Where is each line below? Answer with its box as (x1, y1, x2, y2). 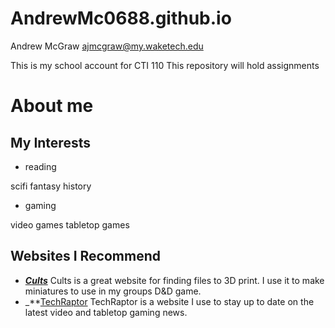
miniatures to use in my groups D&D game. (24, 285, 202, 297)
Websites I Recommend (10, 248, 161, 265)
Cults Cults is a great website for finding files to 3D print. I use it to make (24, 274, 325, 286)
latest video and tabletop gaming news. (24, 306, 188, 318)
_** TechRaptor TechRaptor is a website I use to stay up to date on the (24, 295, 315, 307)
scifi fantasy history (10, 180, 92, 192)
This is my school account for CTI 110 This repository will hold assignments (10, 59, 320, 71)
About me (10, 95, 94, 117)
